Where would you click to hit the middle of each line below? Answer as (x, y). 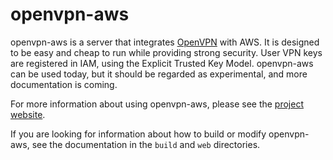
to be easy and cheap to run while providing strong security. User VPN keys (166, 52)
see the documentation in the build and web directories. (146, 144)
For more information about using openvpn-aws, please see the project (157, 104)
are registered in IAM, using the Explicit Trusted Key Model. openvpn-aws (162, 63)
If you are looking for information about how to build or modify (138, 134)
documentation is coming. (64, 84)
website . (28, 114)
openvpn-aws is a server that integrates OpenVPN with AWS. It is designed (165, 42)
